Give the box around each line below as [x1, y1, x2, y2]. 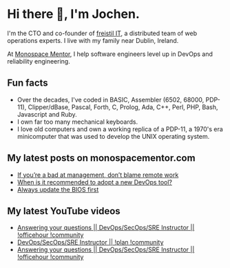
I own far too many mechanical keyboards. [17, 117, 138, 126]
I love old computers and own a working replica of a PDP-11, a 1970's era [17, 124, 224, 133]
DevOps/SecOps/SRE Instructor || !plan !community [17, 238, 164, 247]
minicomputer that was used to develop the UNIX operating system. [17, 132, 210, 140]
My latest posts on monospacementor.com [7, 152, 196, 164]
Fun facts [7, 77, 48, 89]
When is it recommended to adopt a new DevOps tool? [17, 178, 172, 186]
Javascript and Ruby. [17, 110, 77, 118]
